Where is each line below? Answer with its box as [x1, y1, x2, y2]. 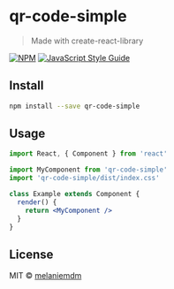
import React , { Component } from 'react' [9, 149, 168, 158]
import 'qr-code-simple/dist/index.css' [9, 174, 161, 183]
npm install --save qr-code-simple [9, 102, 140, 110]
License [9, 247, 54, 262]
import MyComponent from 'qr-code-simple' [9, 165, 168, 174]
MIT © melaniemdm [9, 270, 82, 281]
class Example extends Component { [9, 190, 140, 199]
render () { [17, 197, 57, 207]
